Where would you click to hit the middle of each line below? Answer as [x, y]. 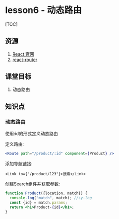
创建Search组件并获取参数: [33, 184]
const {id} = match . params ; [39, 202]
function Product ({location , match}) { [46, 193]
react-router [25, 60]
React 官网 [23, 54]
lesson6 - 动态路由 [43, 10]
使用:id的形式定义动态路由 [31, 134]
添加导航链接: [19, 164]
